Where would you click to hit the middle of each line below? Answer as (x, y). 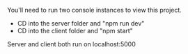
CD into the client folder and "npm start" (75, 31)
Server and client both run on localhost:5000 (71, 44)
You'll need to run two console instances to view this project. (95, 10)
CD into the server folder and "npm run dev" (81, 23)
